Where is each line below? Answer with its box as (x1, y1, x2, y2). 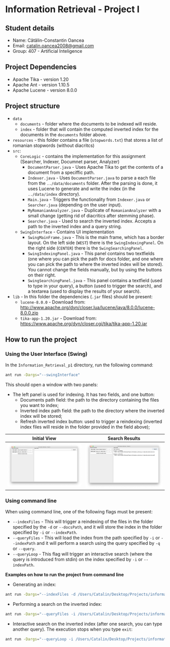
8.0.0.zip (20, 310, 38, 316)
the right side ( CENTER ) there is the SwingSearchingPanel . (27, 245, 144, 251)
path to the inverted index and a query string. (27, 223, 122, 229)
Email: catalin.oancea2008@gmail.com (12, 43, 95, 49)
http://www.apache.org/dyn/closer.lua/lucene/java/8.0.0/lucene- (20, 304, 155, 311)
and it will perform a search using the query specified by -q (36, 540, 160, 546)
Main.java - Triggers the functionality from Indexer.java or (27, 196, 151, 202)
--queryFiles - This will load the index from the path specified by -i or (12, 535, 160, 541)
